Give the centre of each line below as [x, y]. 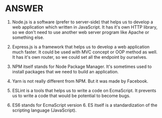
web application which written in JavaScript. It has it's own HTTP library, [85, 27]
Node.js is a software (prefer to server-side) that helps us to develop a [82, 22]
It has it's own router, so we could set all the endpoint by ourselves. [80, 57]
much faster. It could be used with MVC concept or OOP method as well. [85, 52]
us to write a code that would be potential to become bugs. [71, 96]
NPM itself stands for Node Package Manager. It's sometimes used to [82, 67]
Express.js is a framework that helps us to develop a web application [81, 47]
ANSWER [24, 8]
